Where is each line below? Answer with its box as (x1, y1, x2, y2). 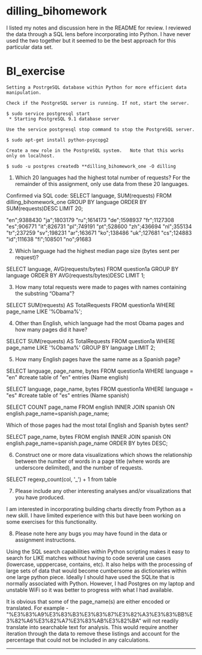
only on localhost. (6, 152, 55, 159)
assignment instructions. (14, 536, 76, 543)
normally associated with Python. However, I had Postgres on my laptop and (6, 580, 195, 587)
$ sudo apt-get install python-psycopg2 (6, 137, 109, 143)
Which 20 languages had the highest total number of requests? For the (14, 173, 191, 181)
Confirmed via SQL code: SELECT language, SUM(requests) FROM (6, 191, 172, 199)
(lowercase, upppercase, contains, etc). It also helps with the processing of (6, 560, 193, 568)
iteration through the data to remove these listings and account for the (6, 630, 180, 637)
